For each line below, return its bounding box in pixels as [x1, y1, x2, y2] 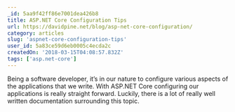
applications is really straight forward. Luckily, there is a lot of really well [7, 89, 216, 97]
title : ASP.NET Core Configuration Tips [7, 17, 128, 24]
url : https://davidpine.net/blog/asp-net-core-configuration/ [7, 23, 193, 30]
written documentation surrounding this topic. [7, 97, 140, 105]
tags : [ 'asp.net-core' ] [7, 56, 77, 63]
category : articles [7, 29, 65, 37]
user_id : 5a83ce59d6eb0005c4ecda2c [7, 42, 112, 49]
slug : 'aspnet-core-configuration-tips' [7, 36, 128, 43]
